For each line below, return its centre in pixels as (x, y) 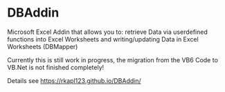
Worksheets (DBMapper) (43, 46)
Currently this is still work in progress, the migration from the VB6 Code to (112, 59)
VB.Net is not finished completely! (56, 67)
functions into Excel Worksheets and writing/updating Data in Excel (103, 39)
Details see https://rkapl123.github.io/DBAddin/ (74, 80)
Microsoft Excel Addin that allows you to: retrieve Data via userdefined (107, 32)
